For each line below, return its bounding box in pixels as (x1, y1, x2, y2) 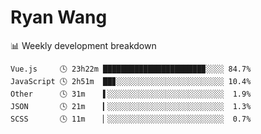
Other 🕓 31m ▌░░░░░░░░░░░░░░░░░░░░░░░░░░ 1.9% (10, 89, 252, 99)
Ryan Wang (10, 6, 108, 29)
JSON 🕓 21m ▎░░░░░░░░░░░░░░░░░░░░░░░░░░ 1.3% (10, 101, 252, 111)
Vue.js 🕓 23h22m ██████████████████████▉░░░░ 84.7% (10, 64, 252, 74)
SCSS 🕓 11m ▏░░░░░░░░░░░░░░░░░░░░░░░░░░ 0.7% (10, 114, 252, 124)
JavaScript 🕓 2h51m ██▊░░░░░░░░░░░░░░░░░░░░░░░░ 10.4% (10, 76, 252, 86)
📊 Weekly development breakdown (10, 39, 157, 51)
